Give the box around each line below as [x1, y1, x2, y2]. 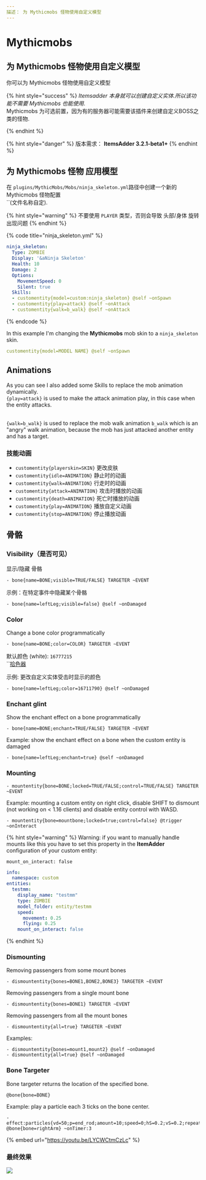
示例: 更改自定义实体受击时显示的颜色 [6, 673, 101, 681]
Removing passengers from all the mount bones [6, 1012, 128, 1020]
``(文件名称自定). [6, 199, 48, 206]
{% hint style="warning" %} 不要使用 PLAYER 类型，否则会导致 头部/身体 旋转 [6, 212, 199, 219]
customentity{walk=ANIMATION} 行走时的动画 [15, 479, 127, 486]
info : [6, 869, 20, 875]
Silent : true [17, 284, 51, 290]
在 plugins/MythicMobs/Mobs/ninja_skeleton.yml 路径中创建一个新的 [6, 184, 177, 191]
